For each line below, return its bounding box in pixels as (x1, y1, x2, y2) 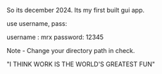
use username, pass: (6, 20, 68, 27)
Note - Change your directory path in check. (6, 47, 135, 54)
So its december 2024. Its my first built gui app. (6, 6, 145, 14)
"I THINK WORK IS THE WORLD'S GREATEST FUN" (6, 60, 156, 68)
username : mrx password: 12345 (6, 33, 104, 41)
